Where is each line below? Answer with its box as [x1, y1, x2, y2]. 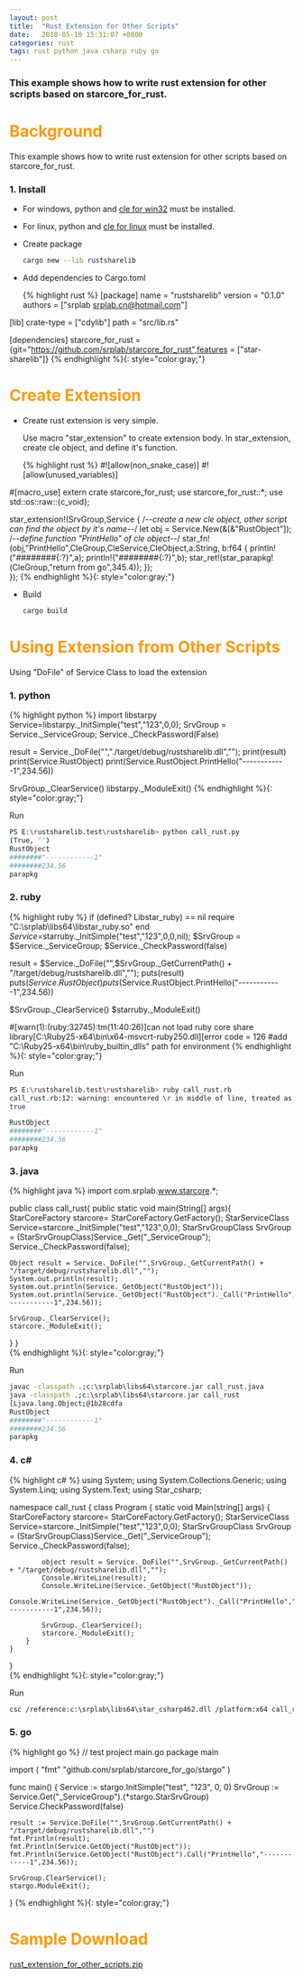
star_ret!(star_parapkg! [188, 553, 274, 563]
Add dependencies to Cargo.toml [22, 273, 146, 283]
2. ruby [9, 891, 41, 904]
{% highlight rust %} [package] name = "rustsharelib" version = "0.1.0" [22, 290, 286, 301]
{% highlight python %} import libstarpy [9, 710, 158, 720]
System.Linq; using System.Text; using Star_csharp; [9, 1484, 203, 1495]
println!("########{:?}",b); [86, 553, 188, 563]
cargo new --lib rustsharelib [22, 256, 137, 265]
